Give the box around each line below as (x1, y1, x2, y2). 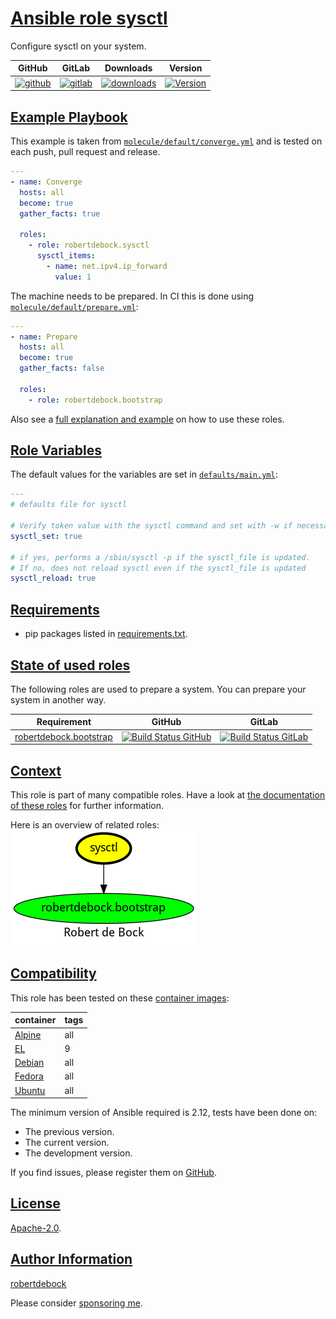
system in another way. (10, 693, 107, 706)
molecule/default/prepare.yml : (10, 300, 139, 312)
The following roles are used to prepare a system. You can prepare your (10, 683, 307, 695)
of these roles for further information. (10, 800, 165, 811)
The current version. (24, 1137, 110, 1149)
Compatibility (10, 965, 97, 982)
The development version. (24, 1147, 133, 1159)
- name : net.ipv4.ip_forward (46, 261, 168, 271)
